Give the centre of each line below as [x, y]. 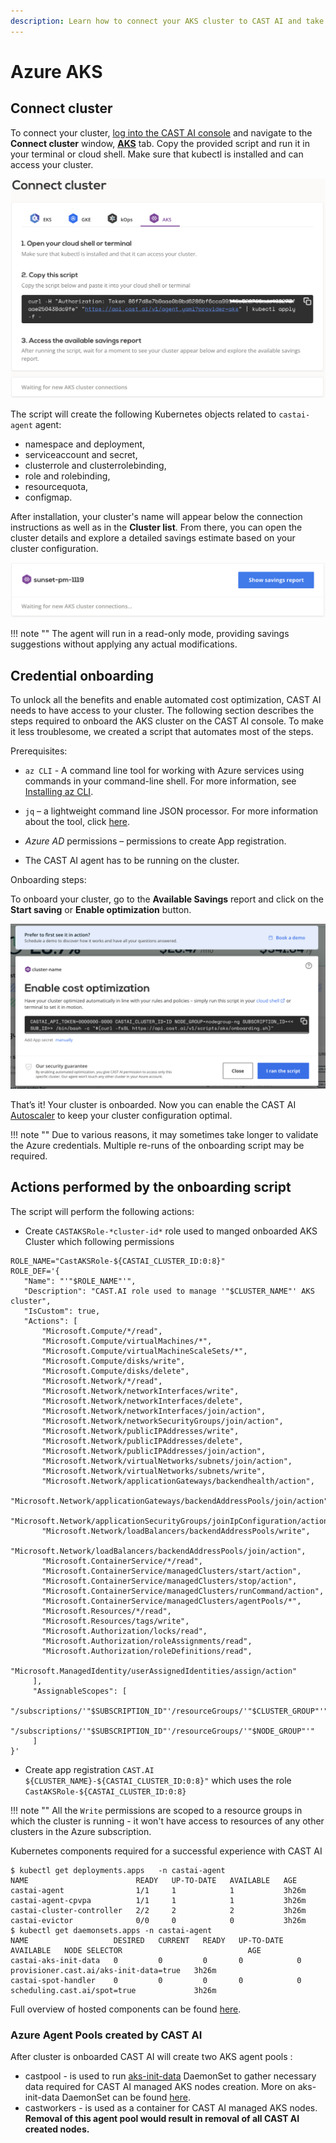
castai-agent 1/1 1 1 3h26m [158, 1890]
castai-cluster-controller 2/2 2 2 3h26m [158, 1910]
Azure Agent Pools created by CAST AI [106, 2035]
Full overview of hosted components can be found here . [126, 2009]
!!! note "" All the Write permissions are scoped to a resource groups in [156, 1810]
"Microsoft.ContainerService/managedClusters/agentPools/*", [171, 1601]
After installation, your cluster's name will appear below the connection [156, 516]
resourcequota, [56, 486]
